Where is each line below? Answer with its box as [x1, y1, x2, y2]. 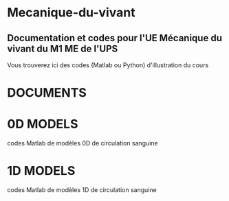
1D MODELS [7, 163, 76, 179]
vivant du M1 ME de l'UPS [7, 43, 118, 54]
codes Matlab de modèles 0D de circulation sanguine [7, 139, 158, 147]
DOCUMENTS [7, 85, 87, 101]
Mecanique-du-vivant [7, 5, 135, 21]
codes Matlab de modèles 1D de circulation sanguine [7, 186, 157, 194]
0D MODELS [7, 117, 78, 132]
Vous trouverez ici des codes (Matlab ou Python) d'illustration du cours [7, 61, 209, 69]
